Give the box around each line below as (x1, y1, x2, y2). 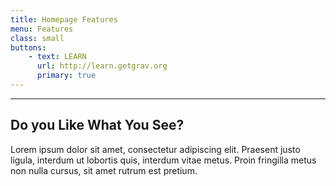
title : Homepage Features (10, 14, 118, 25)
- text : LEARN (28, 52, 87, 62)
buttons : (10, 42, 47, 53)
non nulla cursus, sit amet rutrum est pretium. (10, 164, 198, 176)
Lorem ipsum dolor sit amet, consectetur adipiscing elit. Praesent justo (10, 143, 301, 155)
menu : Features (10, 24, 74, 34)
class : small (10, 33, 65, 43)
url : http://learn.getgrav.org (36, 61, 168, 71)
